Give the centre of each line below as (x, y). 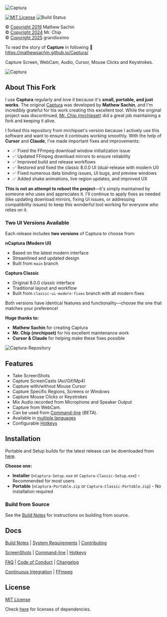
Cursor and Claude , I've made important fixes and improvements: (73, 141)
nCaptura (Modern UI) (28, 243)
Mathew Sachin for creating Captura (50, 328)
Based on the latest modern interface (50, 253)
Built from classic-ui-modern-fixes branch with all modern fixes (78, 294)
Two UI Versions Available (37, 223)
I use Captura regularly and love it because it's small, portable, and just (79, 99)
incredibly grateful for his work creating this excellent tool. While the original (83, 110)
